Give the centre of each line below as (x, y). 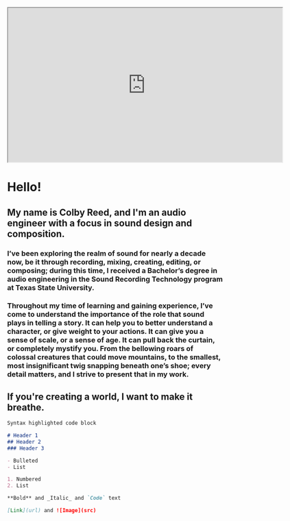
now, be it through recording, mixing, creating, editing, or (104, 262)
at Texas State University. (51, 287)
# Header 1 (23, 436)
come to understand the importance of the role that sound (106, 315)
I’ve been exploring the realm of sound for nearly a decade (107, 253)
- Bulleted (23, 461)
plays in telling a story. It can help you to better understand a (110, 323)
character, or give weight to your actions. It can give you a (106, 332)
